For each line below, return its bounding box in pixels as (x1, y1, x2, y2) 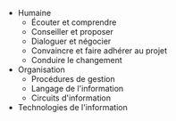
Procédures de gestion (30, 74, 115, 84)
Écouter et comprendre (30, 17, 117, 28)
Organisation (17, 64, 65, 75)
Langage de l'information (30, 84, 124, 93)
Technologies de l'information (17, 102, 128, 112)
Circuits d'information (30, 93, 112, 103)
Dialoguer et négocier (30, 36, 112, 46)
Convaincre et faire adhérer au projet (30, 45, 168, 56)
